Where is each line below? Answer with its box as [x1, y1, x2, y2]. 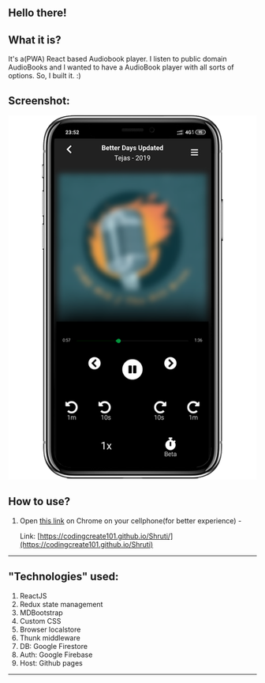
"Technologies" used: [8, 570, 119, 583]
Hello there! [8, 6, 67, 20]
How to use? [8, 495, 71, 508]
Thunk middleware [19, 632, 80, 643]
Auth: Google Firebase [19, 650, 93, 659]
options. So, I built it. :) [8, 71, 81, 81]
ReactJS [19, 591, 47, 600]
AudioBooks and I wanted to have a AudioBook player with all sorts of [8, 62, 234, 72]
